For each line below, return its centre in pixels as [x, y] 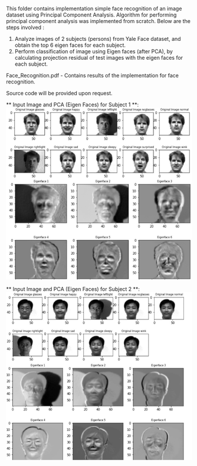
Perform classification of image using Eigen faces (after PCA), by [93, 51]
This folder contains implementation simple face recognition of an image [94, 9]
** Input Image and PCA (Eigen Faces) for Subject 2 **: [73, 289]
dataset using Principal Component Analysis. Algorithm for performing [91, 15]
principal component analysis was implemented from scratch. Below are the [98, 21]
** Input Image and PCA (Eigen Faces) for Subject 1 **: [73, 105]
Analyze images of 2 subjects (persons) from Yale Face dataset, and [98, 39]
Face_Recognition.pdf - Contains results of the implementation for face [92, 75]
